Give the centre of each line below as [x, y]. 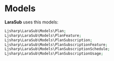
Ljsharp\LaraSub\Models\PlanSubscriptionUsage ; [54, 54]
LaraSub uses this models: [32, 22]
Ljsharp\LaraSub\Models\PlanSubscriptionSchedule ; [57, 49]
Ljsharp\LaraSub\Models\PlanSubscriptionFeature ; [56, 44]
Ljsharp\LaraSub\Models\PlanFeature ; [43, 35]
